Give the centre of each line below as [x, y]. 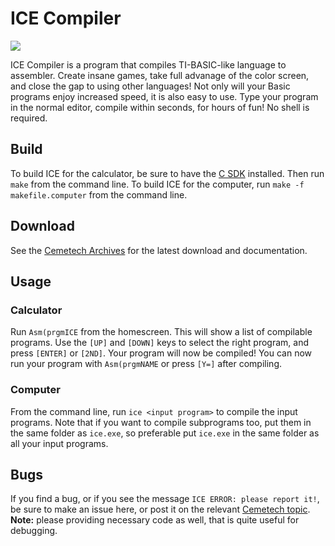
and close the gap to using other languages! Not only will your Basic [150, 86]
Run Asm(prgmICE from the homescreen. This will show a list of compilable [161, 332]
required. [29, 118]
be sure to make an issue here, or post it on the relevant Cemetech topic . [160, 509]
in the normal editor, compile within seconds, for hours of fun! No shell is [160, 107]
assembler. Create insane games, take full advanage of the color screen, [160, 75]
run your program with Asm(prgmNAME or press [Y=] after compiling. [146, 364]
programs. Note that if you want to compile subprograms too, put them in [161, 422]
